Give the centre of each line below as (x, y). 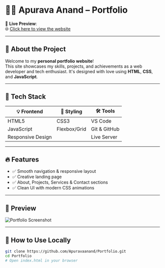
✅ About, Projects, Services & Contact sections (60, 182)
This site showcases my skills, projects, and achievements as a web (74, 66)
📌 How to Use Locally (38, 240)
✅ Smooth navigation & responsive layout (54, 171)
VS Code (101, 121)
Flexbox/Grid (71, 129)
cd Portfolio (18, 256)
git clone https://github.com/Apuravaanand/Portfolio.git (66, 251)
